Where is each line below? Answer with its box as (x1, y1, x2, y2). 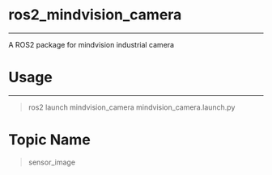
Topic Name (8, 131, 91, 149)
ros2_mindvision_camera (8, 6, 182, 24)
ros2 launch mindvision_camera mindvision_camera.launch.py (28, 102, 236, 112)
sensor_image (28, 157, 75, 167)
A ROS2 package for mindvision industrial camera (8, 40, 175, 49)
